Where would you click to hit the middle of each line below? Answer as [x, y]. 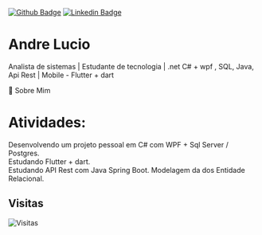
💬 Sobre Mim [29, 90]
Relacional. [26, 178]
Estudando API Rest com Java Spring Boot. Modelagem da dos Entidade [127, 170]
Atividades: [47, 123]
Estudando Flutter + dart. [49, 161]
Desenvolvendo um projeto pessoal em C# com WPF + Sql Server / [118, 144]
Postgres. [24, 153]
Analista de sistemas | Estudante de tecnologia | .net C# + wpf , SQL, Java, [131, 66]
